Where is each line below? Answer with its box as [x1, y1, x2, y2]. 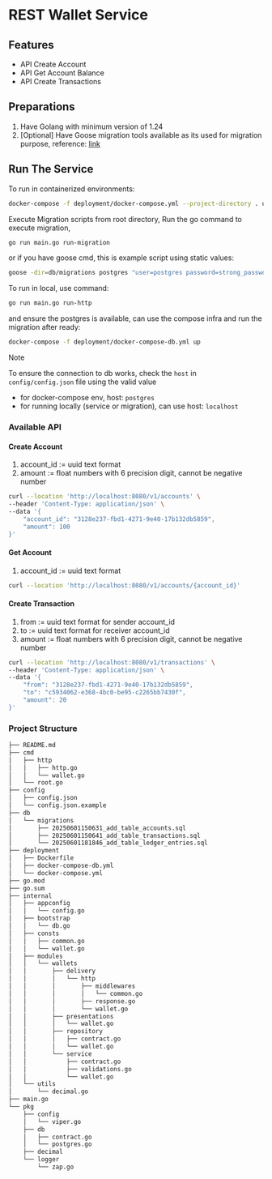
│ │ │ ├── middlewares [8, 982, 136, 990]
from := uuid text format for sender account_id [19, 617, 176, 626]
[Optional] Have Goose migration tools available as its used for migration [19, 130, 262, 139]
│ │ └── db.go [8, 922, 70, 930]
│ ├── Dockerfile [8, 854, 74, 862]
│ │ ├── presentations [8, 1012, 114, 1020]
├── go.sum [8, 884, 45, 892]
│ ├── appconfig [8, 899, 70, 908]
